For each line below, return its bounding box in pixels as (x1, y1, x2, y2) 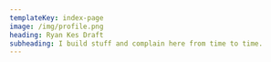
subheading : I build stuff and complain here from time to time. (9, 38, 263, 48)
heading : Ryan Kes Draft (9, 30, 104, 39)
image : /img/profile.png (9, 22, 104, 31)
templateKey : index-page (9, 13, 104, 23)
